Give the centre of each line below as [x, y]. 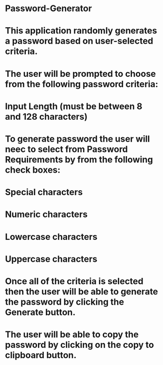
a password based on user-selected [79, 41]
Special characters [44, 192]
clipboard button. [41, 355]
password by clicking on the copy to [80, 345]
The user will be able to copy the [72, 335]
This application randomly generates [81, 31]
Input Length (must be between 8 [74, 106]
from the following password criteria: [82, 84]
